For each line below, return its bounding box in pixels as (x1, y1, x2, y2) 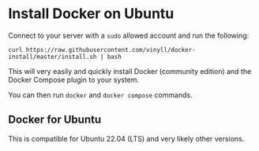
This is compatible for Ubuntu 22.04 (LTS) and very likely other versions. (8, 134, 245, 143)
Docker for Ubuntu (8, 113, 101, 127)
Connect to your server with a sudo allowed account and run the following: (8, 31, 250, 40)
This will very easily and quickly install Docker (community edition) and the (8, 66, 252, 75)
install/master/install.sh (8, 53, 97, 61)
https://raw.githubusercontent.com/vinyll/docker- (25, 46, 196, 53)
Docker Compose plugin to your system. (8, 75, 140, 84)
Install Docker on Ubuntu (8, 5, 175, 23)
